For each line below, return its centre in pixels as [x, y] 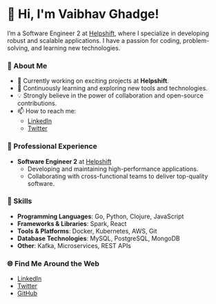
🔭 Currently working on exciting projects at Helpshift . [93, 81]
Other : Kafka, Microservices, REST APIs [74, 245]
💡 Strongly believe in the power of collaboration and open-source [110, 95]
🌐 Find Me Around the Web [53, 263]
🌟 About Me [27, 66]
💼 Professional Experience [52, 146]
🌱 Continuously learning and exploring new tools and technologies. [112, 88]
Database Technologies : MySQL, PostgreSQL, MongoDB [99, 238]
